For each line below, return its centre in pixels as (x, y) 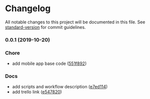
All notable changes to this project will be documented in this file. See (75, 22)
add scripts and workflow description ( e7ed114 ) (60, 87)
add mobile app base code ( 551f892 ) (49, 63)
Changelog (28, 9)
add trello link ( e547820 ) (37, 92)
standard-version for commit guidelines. (45, 27)
